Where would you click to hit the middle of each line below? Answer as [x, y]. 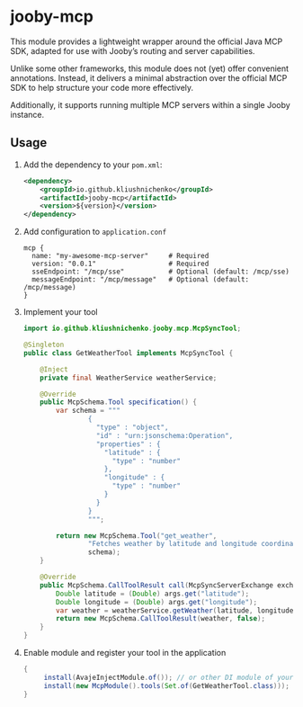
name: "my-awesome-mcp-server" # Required [120, 256]
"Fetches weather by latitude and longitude [173, 544]
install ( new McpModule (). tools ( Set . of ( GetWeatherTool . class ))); [167, 685]
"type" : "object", [132, 427]
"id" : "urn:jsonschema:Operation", [165, 435]
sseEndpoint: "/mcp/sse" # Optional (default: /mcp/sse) [161, 272]
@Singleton [44, 345]
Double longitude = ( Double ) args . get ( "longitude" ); [157, 602]
